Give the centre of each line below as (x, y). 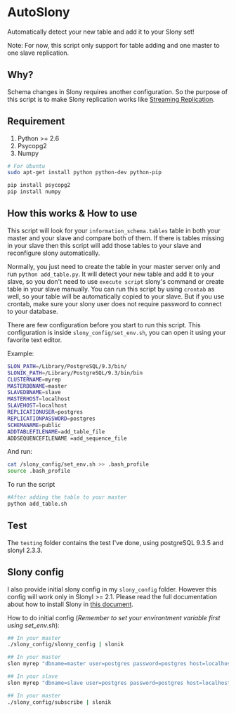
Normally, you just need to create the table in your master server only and (114, 266)
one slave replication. (38, 53)
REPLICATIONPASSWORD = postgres (52, 419)
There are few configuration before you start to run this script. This (104, 325)
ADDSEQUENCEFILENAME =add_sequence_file (67, 438)
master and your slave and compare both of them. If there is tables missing (116, 238)
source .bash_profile (39, 471)
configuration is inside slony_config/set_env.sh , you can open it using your (117, 332)
